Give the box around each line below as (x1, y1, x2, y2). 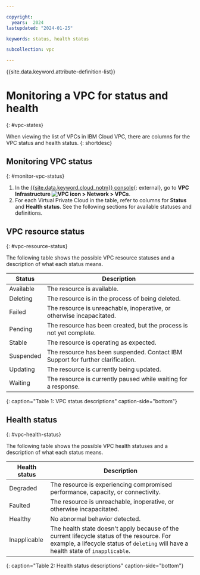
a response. (46, 382, 80, 391)
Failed (9, 308, 26, 316)
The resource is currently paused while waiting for (46, 375, 187, 383)
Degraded (9, 484, 37, 492)
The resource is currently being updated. (46, 365, 161, 373)
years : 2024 (11, 19, 44, 26)
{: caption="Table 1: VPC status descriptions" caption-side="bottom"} (6, 397, 177, 404)
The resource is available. (46, 285, 119, 293)
